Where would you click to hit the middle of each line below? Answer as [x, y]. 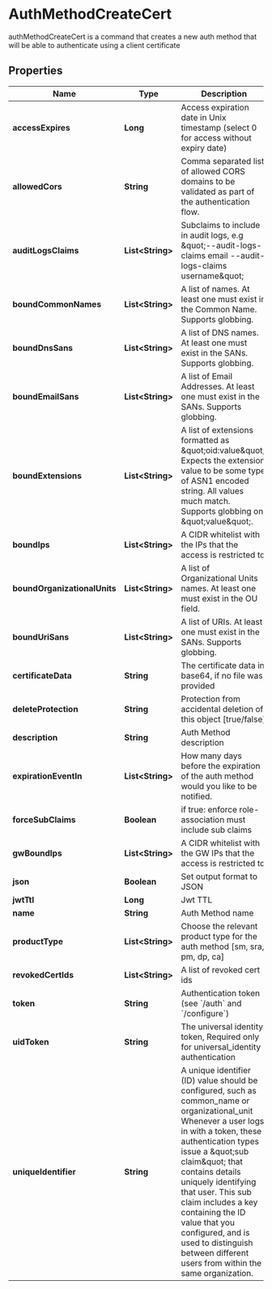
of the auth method [217, 776]
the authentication [215, 201]
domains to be [208, 181]
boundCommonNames [57, 304]
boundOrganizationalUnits [64, 588]
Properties [36, 71]
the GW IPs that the [218, 853]
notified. [197, 796]
